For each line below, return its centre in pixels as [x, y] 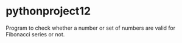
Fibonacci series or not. [35, 34]
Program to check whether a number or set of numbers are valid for [91, 28]
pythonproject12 [48, 11]
